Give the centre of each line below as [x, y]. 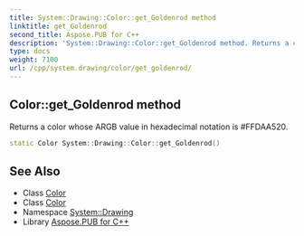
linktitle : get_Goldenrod [58, 26]
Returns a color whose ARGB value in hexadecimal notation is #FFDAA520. [149, 127]
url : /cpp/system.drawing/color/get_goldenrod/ [101, 69]
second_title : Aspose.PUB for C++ [75, 34]
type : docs [30, 52]
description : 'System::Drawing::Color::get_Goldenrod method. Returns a [149, 43]
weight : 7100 [34, 60]
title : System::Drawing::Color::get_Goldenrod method [113, 18]
